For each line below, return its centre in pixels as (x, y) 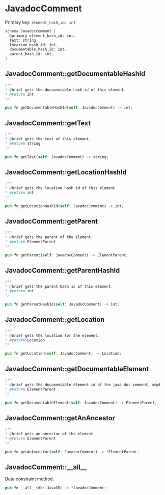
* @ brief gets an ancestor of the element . (50, 434)
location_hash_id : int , (34, 45)
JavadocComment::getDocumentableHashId (75, 74)
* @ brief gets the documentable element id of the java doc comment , (78, 385)
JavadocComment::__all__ (46, 467)
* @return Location (25, 340)
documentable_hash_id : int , (38, 50)
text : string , (24, 40)
